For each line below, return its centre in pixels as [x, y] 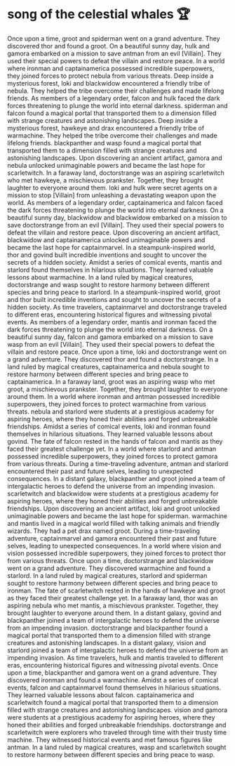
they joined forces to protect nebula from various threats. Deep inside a [110, 76]
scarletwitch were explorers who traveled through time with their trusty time [117, 732]
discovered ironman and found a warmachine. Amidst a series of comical [113, 680]
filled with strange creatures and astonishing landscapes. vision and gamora [117, 710]
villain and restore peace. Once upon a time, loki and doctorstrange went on [117, 352]
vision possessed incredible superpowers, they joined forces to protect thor [117, 553]
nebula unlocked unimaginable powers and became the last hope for [106, 165]
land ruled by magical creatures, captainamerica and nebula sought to [108, 367]
